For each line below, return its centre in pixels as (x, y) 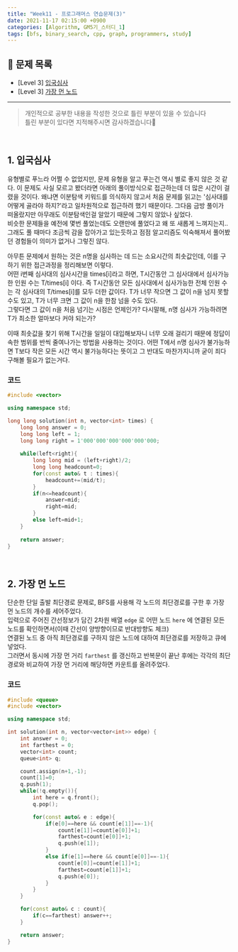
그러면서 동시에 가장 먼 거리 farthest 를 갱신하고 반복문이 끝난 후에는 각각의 (113, 656)
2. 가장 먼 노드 (36, 584)
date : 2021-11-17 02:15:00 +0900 (57, 21)
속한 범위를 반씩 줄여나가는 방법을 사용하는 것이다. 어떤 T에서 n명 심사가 (107, 342)
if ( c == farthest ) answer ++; (73, 916)
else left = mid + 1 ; (58, 520)
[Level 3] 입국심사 (43, 83)
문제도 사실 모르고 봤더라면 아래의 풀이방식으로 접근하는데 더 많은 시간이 (123, 187)
